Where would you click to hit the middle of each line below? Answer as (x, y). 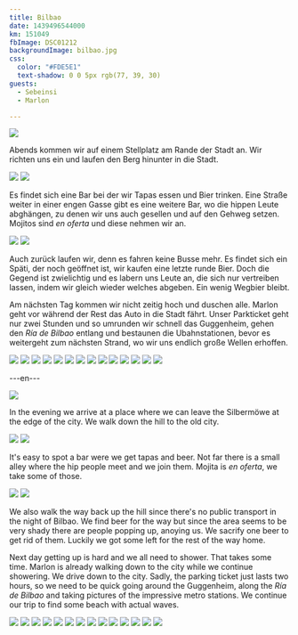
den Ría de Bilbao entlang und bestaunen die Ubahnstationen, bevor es (140, 333)
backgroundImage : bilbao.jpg (63, 51)
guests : (24, 84)
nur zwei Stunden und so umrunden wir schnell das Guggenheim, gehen (141, 324)
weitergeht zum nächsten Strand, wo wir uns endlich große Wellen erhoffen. (149, 343)
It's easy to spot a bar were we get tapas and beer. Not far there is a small (145, 457)
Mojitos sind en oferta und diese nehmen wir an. (98, 224)
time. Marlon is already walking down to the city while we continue (131, 567)
